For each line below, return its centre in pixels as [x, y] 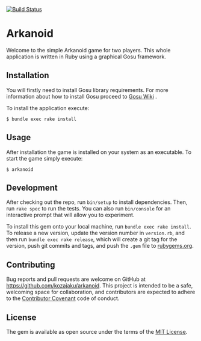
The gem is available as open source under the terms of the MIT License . [97, 332]
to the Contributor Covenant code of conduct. [63, 298]
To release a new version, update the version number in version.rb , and [96, 233]
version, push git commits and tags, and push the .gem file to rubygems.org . [100, 246]
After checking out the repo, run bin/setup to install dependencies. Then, [97, 202]
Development [32, 187]
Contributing [31, 265]
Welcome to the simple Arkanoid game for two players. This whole [88, 50]
